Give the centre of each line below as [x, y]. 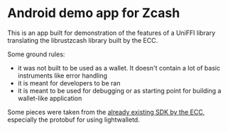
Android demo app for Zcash [94, 13]
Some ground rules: [36, 54]
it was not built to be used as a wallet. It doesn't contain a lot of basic [119, 68]
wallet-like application [50, 98]
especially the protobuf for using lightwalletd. [74, 120]
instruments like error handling [63, 75]
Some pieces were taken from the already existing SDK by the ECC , [106, 112]
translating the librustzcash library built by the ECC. [83, 40]
